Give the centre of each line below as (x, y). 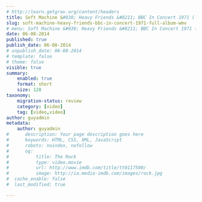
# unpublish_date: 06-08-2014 (44, 51)
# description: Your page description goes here (75, 135)
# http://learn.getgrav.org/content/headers (63, 12)
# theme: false (25, 62)
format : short (35, 85)
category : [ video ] (40, 106)
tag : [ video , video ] (41, 112)
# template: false (29, 56)
